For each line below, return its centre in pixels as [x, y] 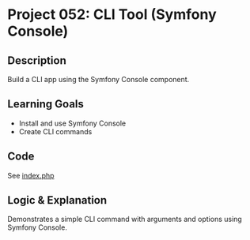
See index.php [31, 175]
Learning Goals [46, 104]
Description [37, 60]
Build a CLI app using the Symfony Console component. [98, 79]
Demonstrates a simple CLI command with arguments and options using [125, 219]
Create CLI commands [55, 131]
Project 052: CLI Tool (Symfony [112, 15]
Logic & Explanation [57, 200]
